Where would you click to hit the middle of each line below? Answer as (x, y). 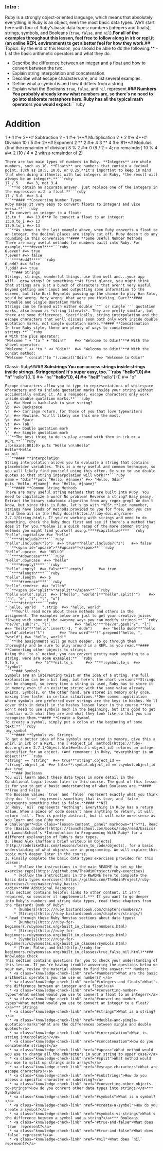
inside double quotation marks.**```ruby (48, 399)
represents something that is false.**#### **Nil (56, 803)
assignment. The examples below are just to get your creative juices (78, 616)
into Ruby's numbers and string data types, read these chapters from (78, 901)
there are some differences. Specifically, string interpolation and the (81, 315)
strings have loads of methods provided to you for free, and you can (78, 509)
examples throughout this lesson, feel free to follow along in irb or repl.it (80, 38)
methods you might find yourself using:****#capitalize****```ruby (75, 531)
